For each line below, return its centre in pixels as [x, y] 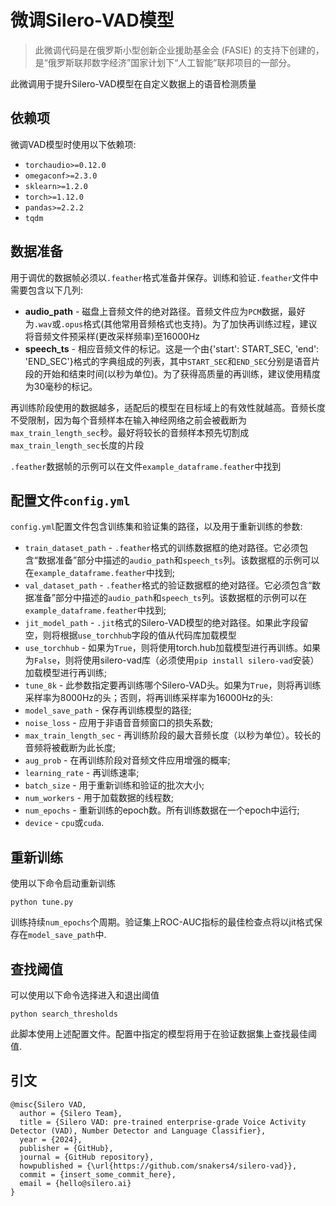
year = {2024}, [51, 1139]
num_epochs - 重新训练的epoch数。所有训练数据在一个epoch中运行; [162, 810]
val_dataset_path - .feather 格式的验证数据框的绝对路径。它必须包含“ [168, 585]
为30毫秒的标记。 [61, 386]
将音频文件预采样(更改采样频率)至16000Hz [112, 336]
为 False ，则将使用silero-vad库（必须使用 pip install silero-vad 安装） [172, 660]
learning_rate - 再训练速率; [82, 773]
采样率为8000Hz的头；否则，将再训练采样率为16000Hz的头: [149, 698]
